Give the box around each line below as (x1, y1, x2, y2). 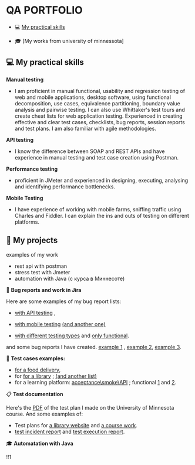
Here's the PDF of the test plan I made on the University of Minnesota (6, 404, 174, 411)
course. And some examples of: (6, 410, 83, 417)
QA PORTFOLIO (6, 4, 83, 17)
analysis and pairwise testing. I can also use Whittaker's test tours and (14, 106, 185, 113)
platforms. (14, 218, 40, 225)
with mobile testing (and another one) (14, 320, 106, 327)
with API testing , (14, 309, 56, 316)
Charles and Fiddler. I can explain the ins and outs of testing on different (14, 212, 190, 219)
